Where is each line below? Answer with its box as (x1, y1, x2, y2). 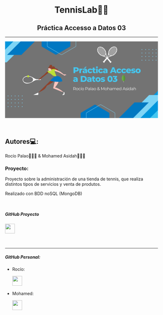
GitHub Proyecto (5, 211, 39, 217)
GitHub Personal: (5, 254, 41, 260)
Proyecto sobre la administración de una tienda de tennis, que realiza (5, 176, 144, 182)
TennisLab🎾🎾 (54, 4, 109, 16)
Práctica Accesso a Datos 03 (37, 24, 126, 32)
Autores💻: (5, 138, 39, 146)
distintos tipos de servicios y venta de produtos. (5, 181, 101, 187)
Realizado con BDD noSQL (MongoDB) (5, 191, 82, 196)
